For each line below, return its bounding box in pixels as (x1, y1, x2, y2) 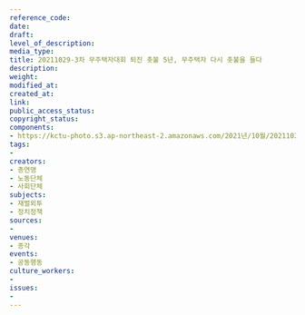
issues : (9, 283, 39, 292)
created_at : (9, 89, 54, 98)
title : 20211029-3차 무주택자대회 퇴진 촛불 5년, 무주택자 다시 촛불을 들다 (9, 55, 262, 64)
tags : (9, 140, 30, 149)
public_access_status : (9, 106, 95, 115)
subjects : (9, 191, 47, 200)
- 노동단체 (9, 173, 44, 182)
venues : (9, 232, 39, 241)
